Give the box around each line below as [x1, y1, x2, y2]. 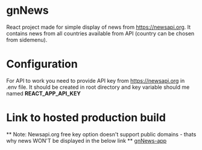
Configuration [6, 58, 78, 71]
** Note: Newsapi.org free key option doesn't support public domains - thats [6, 130, 197, 138]
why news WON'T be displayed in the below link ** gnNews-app [6, 137, 167, 144]
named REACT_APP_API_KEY [6, 89, 81, 97]
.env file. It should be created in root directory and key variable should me [6, 83, 190, 91]
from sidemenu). [6, 36, 48, 43]
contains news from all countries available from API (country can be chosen [6, 29, 195, 37]
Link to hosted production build [6, 111, 166, 125]
